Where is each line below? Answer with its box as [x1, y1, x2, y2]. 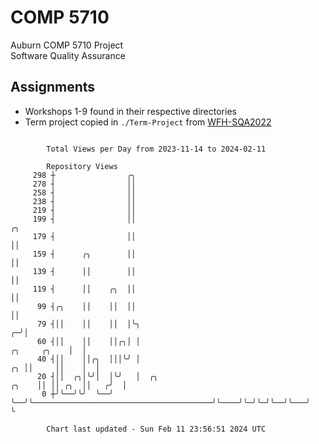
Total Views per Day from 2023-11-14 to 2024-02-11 [46, 144, 267, 154]
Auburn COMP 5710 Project [10, 39, 124, 51]
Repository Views [46, 161, 118, 171]
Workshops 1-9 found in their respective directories [24, 105, 237, 117]
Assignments [10, 79, 96, 96]
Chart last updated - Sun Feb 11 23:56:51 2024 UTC [46, 424, 267, 434]
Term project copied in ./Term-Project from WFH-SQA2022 [24, 116, 272, 128]
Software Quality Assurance [10, 49, 126, 61]
